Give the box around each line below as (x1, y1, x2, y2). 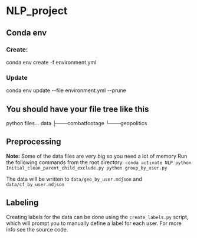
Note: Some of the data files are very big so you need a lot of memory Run (6, 152, 188, 159)
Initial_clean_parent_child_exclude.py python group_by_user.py (6, 165, 168, 171)
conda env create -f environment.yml (6, 58, 97, 66)
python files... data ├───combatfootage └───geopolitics (6, 119, 147, 126)
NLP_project (6, 4, 68, 18)
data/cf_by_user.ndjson (6, 181, 65, 187)
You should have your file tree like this (6, 104, 149, 114)
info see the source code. (6, 226, 68, 233)
